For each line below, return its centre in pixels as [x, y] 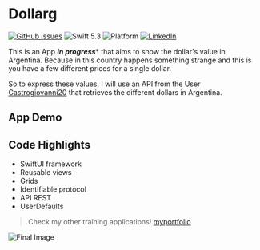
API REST [36, 198]
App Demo [35, 118]
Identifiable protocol [53, 189]
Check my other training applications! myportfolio [109, 222]
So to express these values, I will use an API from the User [104, 84]
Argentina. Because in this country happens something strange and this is [130, 60]
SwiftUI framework [51, 164]
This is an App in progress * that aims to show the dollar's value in [117, 51]
